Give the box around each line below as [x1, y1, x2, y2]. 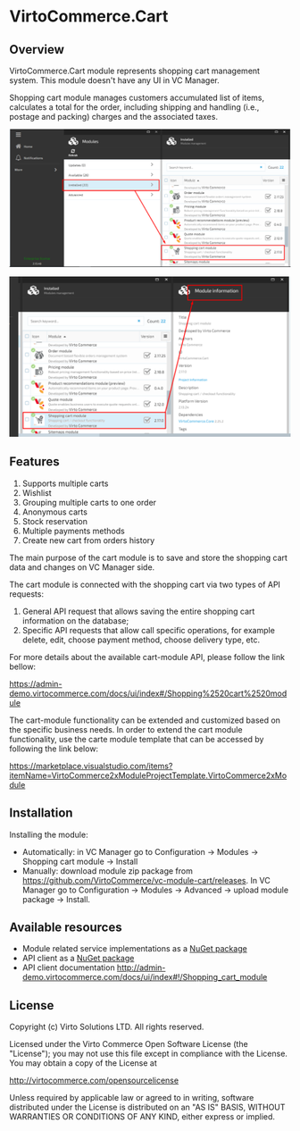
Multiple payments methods [21, 525, 125, 536]
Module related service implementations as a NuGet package [21, 943, 247, 954]
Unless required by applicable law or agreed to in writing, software [9, 1093, 254, 1103]
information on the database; [21, 615, 129, 626]
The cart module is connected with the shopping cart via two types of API [9, 579, 281, 590]
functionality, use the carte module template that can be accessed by [9, 733, 264, 744]
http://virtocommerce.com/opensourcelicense [9, 1075, 179, 1086]
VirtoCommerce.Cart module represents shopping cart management [9, 65, 261, 76]
